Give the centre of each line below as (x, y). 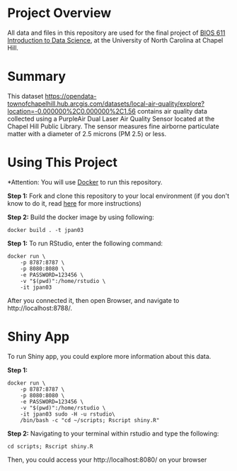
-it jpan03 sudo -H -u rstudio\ (68, 414)
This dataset (25, 96)
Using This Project (63, 163)
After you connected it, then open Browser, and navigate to (93, 300)
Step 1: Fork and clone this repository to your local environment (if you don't (118, 196)
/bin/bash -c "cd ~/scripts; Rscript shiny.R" (90, 420)
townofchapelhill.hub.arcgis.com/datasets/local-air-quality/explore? (106, 104)
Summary (36, 77)
